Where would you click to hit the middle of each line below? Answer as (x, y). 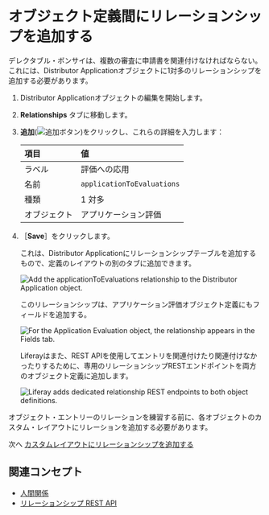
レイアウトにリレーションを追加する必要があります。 (124, 426)
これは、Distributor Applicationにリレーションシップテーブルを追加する (138, 253)
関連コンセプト (46, 472)
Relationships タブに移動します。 (76, 114)
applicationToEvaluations (130, 183)
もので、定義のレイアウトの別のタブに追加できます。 (108, 263)
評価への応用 (105, 169)
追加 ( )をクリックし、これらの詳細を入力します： (122, 132)
